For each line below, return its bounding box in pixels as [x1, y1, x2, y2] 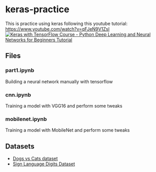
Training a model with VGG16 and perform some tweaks [5, 103, 122, 109]
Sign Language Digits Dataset [12, 161, 75, 167]
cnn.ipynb [5, 91, 32, 98]
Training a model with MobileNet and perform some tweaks [5, 127, 130, 133]
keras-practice [5, 4, 70, 15]
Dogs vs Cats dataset [12, 156, 58, 162]
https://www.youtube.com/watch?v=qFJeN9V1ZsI [5, 26, 110, 32]
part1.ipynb [5, 67, 35, 74]
